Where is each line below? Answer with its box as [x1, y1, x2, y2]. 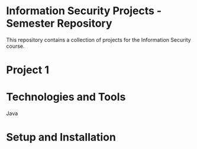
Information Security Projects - [6, 4, 162, 18]
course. [6, 43, 25, 50]
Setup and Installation [6, 131, 117, 144]
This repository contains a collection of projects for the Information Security [6, 36, 191, 43]
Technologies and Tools [6, 90, 126, 104]
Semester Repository [6, 17, 112, 30]
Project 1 [6, 63, 49, 77]
